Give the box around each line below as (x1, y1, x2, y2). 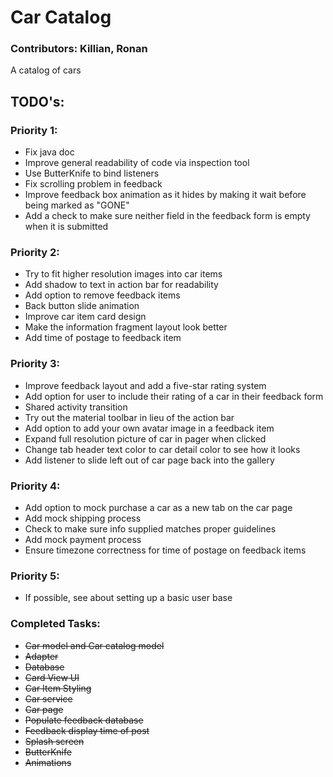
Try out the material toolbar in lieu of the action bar (24, 411, 235, 423)
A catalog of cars (10, 64, 82, 76)
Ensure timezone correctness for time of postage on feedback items (24, 544, 307, 556)
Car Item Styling (24, 682, 92, 694)
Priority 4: (10, 479, 61, 493)
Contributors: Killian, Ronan (10, 42, 148, 56)
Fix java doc (24, 146, 75, 158)
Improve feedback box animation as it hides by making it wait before (24, 189, 307, 201)
